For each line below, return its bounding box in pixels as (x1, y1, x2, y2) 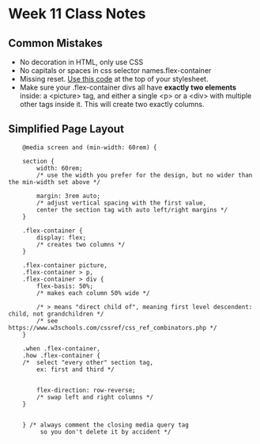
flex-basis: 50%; (36, 282, 93, 290)
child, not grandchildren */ (8, 310, 104, 318)
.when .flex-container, (22, 344, 101, 353)
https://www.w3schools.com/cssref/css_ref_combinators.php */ (8, 323, 217, 331)
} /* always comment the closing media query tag (22, 421, 190, 429)
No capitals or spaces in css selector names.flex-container (19, 66, 212, 75)
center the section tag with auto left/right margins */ (36, 205, 228, 214)
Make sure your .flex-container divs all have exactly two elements (19, 82, 237, 92)
